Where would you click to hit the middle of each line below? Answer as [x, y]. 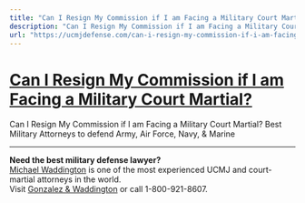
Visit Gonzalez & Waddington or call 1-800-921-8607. [109, 189]
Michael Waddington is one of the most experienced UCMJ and [128, 170]
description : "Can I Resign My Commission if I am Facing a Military [144, 26]
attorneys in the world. [79, 179]
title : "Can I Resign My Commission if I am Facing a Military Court [144, 18]
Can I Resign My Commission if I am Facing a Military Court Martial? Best [146, 125]
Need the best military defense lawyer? [85, 160]
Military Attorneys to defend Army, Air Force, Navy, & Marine [123, 134]
